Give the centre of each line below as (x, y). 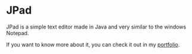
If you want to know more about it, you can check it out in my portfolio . (93, 45)
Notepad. (18, 33)
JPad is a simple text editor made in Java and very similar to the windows (96, 27)
